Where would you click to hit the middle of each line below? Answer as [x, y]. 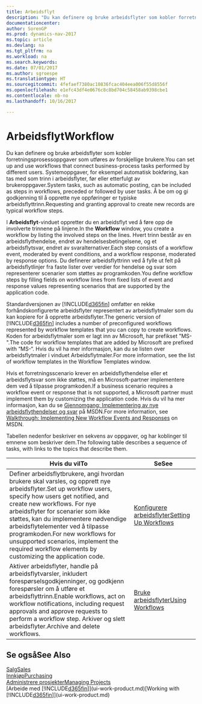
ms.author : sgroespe [32, 73]
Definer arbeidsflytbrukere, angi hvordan [67, 474]
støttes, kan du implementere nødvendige [68, 519]
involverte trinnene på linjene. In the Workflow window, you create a [90, 228]
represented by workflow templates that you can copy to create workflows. [99, 329]
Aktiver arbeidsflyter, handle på [54, 566]
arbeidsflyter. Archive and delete [55, 626]
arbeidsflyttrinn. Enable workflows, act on [67, 596]
